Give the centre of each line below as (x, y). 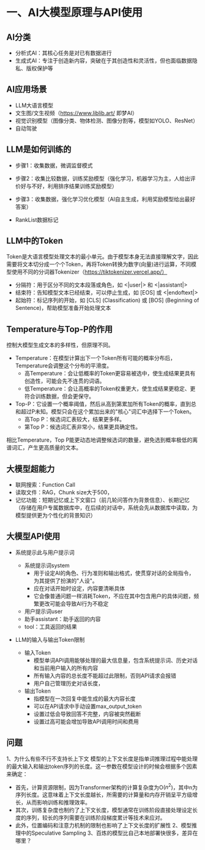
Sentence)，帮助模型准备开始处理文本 (63, 308)
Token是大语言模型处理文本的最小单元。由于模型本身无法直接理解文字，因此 (102, 257)
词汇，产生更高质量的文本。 (46, 448)
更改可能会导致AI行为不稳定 (74, 603)
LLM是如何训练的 (39, 150)
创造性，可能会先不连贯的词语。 (65, 381)
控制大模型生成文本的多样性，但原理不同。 (60, 345)
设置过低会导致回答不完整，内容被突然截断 (87, 713)
